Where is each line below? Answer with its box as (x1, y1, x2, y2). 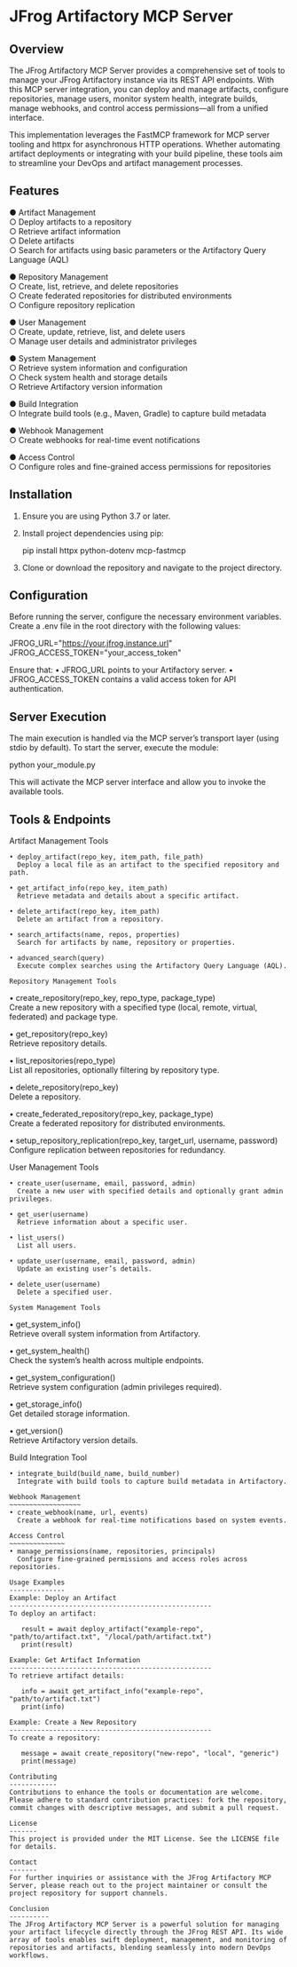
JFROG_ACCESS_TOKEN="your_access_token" (9, 647, 182, 658)
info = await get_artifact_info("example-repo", (20, 1687, 204, 1696)
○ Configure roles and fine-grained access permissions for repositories (9, 461, 271, 472)
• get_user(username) (9, 1210, 90, 1219)
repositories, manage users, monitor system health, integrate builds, (9, 93, 259, 104)
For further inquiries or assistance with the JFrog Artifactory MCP (9, 1874, 272, 1883)
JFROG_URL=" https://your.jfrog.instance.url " (9, 638, 173, 649)
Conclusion (9, 1905, 50, 1914)
